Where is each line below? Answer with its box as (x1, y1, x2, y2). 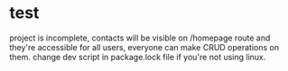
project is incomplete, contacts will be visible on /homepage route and (9, 32, 271, 43)
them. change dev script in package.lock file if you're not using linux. (9, 51, 266, 62)
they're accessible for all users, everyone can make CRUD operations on (9, 41, 280, 52)
